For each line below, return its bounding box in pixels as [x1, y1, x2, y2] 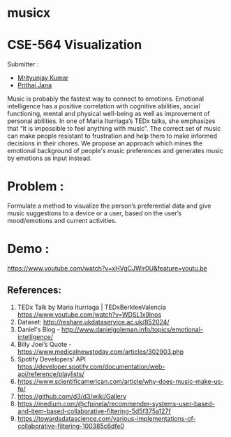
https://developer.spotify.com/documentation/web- [17, 362, 165, 371]
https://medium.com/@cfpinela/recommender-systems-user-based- [17, 399, 215, 408]
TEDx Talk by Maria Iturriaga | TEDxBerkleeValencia [17, 303, 166, 311]
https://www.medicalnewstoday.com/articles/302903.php [17, 348, 184, 356]
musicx [7, 5, 51, 21]
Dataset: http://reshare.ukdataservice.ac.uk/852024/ [17, 317, 170, 326]
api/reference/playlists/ [17, 369, 85, 378]
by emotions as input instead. [7, 154, 92, 162]
